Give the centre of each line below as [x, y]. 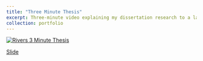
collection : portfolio [35, 23]
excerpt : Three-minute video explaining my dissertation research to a [98, 18]
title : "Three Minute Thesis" [44, 12]
